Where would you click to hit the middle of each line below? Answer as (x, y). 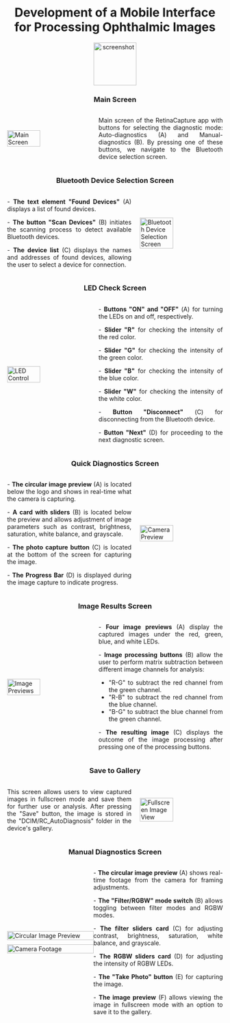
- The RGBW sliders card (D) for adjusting (158, 957)
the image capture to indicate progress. (63, 582)
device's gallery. (30, 828)
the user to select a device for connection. (67, 264)
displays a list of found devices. (52, 209)
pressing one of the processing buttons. (155, 747)
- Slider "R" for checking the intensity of (161, 330)
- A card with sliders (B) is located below (69, 513)
